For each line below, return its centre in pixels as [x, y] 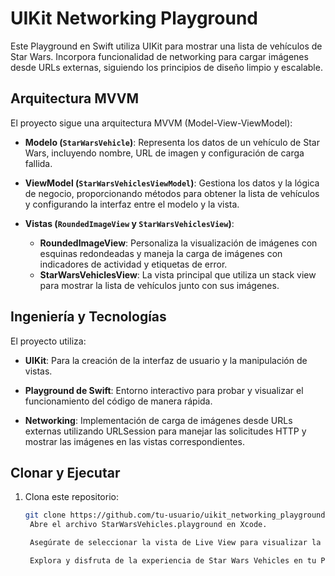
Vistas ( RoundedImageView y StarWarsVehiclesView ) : [129, 223]
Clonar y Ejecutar [65, 472]
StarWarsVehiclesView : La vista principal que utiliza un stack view [178, 274]
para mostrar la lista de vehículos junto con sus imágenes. [159, 285]
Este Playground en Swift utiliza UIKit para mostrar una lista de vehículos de [166, 46]
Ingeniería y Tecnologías [88, 317]
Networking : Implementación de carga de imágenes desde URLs [158, 420]
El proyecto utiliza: [48, 341]
